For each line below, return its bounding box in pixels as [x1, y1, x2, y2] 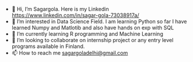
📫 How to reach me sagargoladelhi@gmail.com [11, 50, 128, 56]
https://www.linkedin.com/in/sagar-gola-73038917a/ [11, 12, 140, 19]
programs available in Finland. [11, 43, 85, 50]
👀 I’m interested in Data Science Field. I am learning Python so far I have [11, 18, 187, 25]
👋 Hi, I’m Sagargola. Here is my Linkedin [11, 6, 109, 12]
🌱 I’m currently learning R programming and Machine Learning [11, 30, 163, 37]
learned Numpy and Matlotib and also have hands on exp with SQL [11, 24, 174, 31]
